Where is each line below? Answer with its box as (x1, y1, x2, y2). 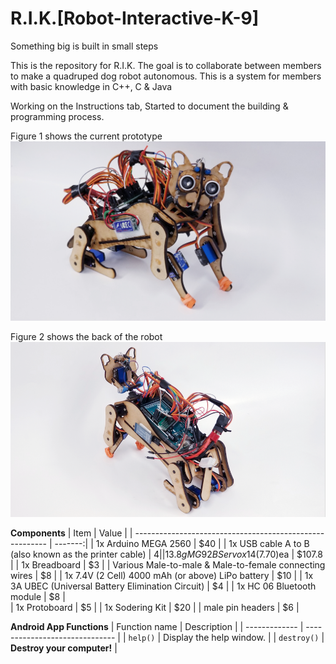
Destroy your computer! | (10, 642, 118, 654)
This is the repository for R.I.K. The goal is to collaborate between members (10, 59, 322, 71)
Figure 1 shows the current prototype (10, 130, 163, 142)
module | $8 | (10, 591, 66, 603)
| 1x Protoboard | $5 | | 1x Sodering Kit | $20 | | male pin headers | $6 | (10, 602, 300, 614)
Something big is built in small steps (10, 40, 159, 52)
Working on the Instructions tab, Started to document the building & (10, 100, 289, 112)
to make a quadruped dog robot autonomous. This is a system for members (10, 70, 322, 82)
